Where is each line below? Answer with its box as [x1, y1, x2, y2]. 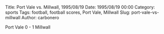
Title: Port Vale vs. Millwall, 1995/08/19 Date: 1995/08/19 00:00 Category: [5, 4, 155, 10]
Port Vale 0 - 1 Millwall [5, 24, 51, 30]
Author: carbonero [21, 15, 60, 20]
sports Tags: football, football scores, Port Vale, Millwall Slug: [5, 9, 131, 15]
